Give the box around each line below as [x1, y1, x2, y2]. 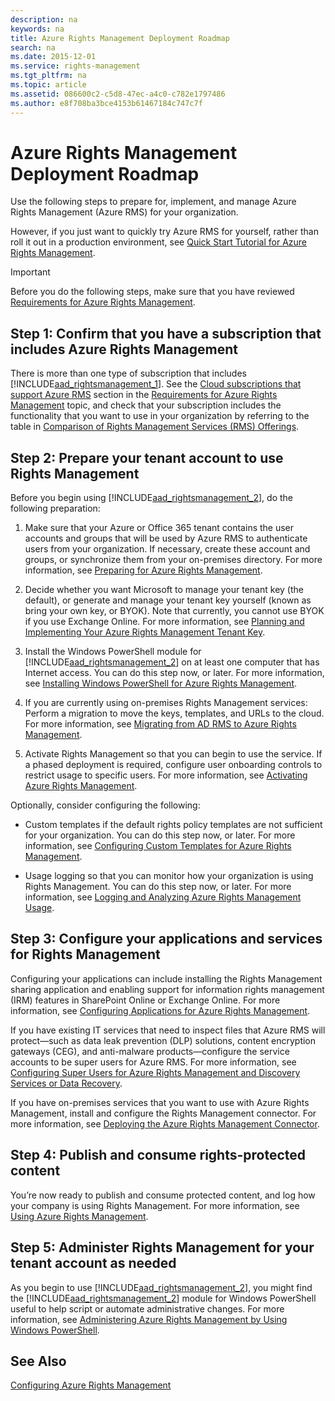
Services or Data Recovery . [10, 1077, 123, 1089]
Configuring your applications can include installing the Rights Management [10, 972, 323, 985]
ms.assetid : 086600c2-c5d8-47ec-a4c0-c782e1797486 [10, 89, 226, 99]
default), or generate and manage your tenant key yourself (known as [24, 594, 312, 606]
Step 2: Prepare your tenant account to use [10, 449, 284, 466]
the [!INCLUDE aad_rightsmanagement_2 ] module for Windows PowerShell [10, 1292, 317, 1304]
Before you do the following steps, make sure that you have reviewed [10, 286, 295, 298]
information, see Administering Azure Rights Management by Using [10, 1313, 288, 1325]
